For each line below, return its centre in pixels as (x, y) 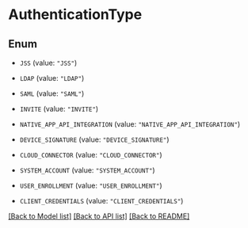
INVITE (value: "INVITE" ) (59, 109)
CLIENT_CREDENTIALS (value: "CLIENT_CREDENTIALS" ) (101, 201)
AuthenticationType (75, 15)
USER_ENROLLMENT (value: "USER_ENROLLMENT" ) (91, 185)
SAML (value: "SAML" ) (52, 93)
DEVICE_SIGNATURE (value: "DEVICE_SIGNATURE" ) (94, 139)
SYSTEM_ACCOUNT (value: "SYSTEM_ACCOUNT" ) (88, 170)
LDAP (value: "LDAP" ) (52, 78)
